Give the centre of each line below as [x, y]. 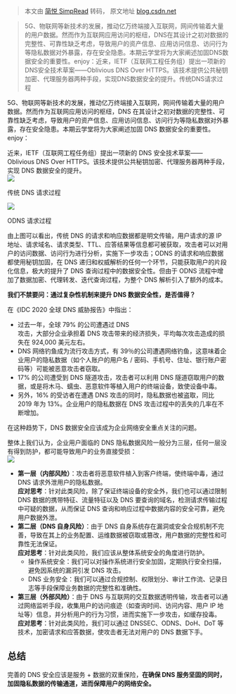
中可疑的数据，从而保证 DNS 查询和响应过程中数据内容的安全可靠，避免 [121, 509]
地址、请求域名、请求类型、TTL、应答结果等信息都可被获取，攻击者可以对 [114, 244]
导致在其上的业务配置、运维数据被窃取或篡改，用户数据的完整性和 [125, 535]
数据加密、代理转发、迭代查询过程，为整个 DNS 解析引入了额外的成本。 [123, 280]
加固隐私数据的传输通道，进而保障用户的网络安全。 [81, 683]
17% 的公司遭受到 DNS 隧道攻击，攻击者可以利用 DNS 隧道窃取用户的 [118, 377]
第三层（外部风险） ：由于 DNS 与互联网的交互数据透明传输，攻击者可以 [120, 597]
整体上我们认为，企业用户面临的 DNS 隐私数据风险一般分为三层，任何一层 [114, 442]
